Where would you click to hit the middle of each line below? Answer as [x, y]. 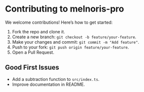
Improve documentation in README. [48, 84]
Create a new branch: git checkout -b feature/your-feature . [74, 37]
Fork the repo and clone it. [38, 31]
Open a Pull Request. [33, 52]
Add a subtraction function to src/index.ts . [56, 79]
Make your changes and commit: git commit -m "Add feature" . [76, 42]
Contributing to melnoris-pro [65, 9]
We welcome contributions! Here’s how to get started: [59, 22]
